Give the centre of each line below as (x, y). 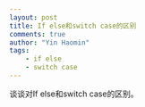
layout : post (34, 17)
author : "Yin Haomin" (50, 42)
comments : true (38, 34)
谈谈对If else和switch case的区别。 (74, 94)
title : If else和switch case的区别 (73, 26)
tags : (19, 51)
